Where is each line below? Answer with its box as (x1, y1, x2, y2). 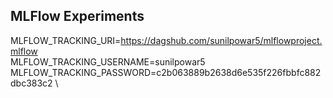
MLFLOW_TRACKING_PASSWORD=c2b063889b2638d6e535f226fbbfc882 (10, 66, 322, 78)
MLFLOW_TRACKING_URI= (10, 34, 122, 46)
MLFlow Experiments (10, 8, 145, 25)
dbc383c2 (10, 77, 53, 89)
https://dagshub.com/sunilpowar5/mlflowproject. (120, 34, 323, 46)
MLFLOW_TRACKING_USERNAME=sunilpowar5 (10, 55, 206, 68)
